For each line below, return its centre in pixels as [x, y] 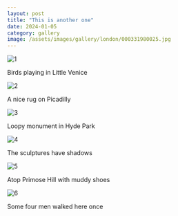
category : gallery [33, 33]
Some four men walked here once [55, 207]
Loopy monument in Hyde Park [51, 126]
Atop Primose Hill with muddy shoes [59, 180]
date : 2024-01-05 [32, 26]
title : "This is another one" [51, 20]
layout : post [26, 13]
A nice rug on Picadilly [39, 99]
